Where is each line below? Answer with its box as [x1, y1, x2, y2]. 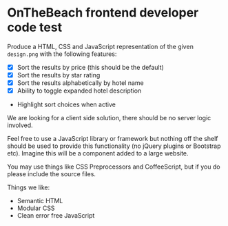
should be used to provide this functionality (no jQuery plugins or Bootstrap [7, 142, 221, 150]
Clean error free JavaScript [17, 211, 95, 220]
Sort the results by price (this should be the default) [17, 63, 164, 71]
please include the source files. [7, 170, 96, 178]
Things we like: [7, 183, 50, 191]
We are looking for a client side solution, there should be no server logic [7, 114, 211, 122]
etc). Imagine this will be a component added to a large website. [7, 149, 189, 158]
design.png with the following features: [7, 50, 117, 58]
